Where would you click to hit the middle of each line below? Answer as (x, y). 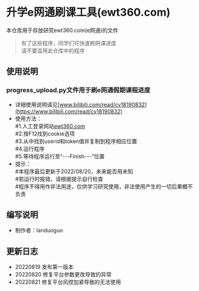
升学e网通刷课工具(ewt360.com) (88, 12)
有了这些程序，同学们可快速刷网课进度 (68, 43)
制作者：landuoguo (39, 231)
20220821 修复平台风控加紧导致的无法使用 (68, 282)
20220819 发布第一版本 (44, 267)
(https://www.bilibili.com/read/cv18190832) (68, 111)
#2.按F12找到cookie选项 (45, 133)
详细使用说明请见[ (37, 104)
